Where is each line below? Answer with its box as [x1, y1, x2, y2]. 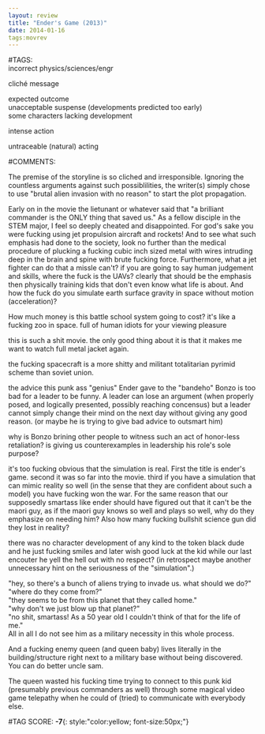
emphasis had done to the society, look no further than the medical [8, 238, 226, 247]
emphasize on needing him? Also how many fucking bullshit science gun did [8, 514, 256, 524]
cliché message [8, 79, 59, 88]
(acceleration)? [8, 297, 58, 307]
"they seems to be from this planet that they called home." [8, 596, 197, 605]
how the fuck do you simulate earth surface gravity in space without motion [8, 288, 254, 298]
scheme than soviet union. [8, 368, 95, 378]
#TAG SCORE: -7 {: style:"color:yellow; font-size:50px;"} [8, 717, 189, 727]
